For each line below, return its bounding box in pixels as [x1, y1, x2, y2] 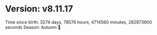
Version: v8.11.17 [5, 3, 73, 14]
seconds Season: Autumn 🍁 [5, 24, 61, 30]
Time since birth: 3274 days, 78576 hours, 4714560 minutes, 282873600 [5, 19, 153, 25]
